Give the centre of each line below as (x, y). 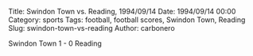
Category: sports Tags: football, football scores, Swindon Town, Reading (127, 20)
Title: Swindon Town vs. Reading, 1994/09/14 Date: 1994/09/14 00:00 (122, 11)
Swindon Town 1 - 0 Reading (55, 43)
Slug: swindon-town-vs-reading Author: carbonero (91, 28)
